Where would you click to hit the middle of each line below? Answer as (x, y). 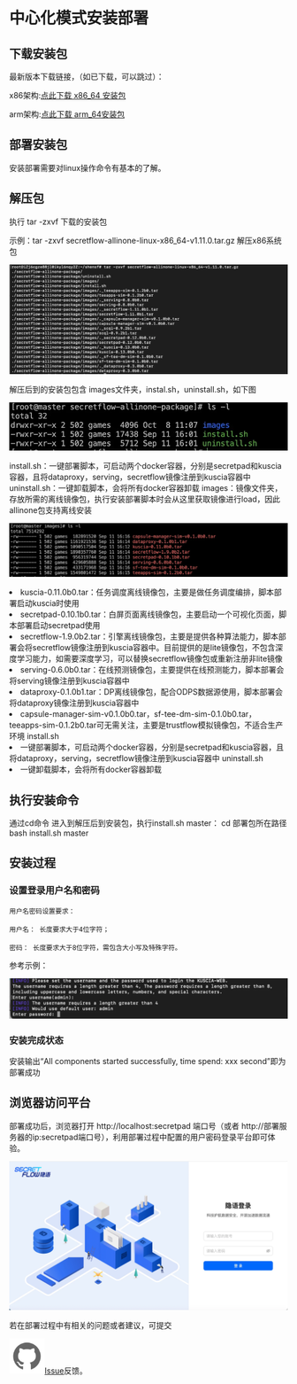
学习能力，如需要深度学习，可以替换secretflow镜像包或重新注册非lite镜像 (149, 659)
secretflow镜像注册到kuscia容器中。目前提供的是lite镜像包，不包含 (154, 648)
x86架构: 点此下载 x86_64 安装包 (68, 95)
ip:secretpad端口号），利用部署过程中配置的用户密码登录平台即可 (150, 1137)
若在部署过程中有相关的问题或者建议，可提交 (91, 1326)
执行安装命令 (44, 800)
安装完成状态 (37, 1040)
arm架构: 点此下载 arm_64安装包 (67, 114)
